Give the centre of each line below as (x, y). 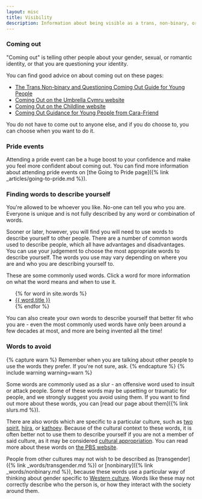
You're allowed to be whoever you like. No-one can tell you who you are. (96, 207)
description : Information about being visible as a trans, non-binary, (98, 23)
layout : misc (23, 12)
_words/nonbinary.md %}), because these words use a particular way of (96, 471)
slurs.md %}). (23, 410)
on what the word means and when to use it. (61, 282)
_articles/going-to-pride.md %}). (47, 178)
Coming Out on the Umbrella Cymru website (70, 99)
